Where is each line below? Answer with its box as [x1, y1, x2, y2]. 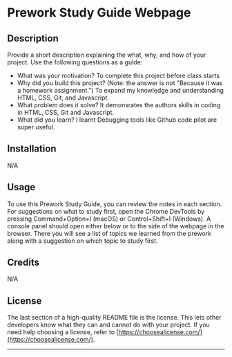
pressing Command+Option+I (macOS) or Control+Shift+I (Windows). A [7, 214, 211, 223]
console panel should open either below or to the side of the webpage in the [7, 221, 224, 230]
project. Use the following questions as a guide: [7, 58, 143, 66]
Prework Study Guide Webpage [7, 5, 191, 21]
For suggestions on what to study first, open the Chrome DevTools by [7, 207, 205, 215]
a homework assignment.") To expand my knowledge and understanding [17, 86, 224, 94]
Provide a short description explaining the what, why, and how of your [7, 51, 206, 59]
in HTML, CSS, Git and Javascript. [17, 109, 115, 116]
